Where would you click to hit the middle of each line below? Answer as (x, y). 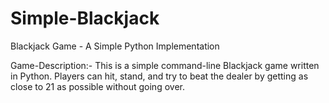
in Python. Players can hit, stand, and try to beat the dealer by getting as (159, 76)
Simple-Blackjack (85, 18)
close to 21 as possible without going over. (97, 86)
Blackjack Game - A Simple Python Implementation (115, 46)
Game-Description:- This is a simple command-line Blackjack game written (165, 65)
